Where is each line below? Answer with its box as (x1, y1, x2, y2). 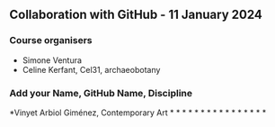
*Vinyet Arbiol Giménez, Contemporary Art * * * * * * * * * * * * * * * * (9, 107, 267, 118)
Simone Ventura (22, 54, 83, 66)
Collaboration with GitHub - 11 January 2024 (9, 7, 263, 23)
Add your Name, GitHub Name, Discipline (9, 86, 193, 99)
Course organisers (9, 34, 93, 47)
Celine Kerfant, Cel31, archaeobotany (22, 64, 161, 75)
